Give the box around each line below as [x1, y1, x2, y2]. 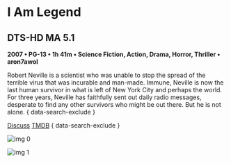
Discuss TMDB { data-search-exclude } [7, 121, 120, 129]
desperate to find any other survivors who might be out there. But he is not [7, 101, 221, 108]
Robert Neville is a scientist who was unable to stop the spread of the [7, 71, 206, 79]
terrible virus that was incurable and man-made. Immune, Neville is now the [7, 78, 224, 87]
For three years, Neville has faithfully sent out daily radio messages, [7, 93, 202, 101]
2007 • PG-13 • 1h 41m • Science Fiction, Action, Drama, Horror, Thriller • [7, 50, 221, 58]
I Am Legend [7, 4, 81, 20]
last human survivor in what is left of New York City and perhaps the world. [7, 86, 223, 94]
